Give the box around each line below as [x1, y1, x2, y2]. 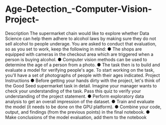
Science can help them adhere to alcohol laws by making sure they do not [5, 36, 156, 42]
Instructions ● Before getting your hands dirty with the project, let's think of [5, 78, 160, 83]
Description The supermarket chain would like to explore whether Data [5, 30, 150, 36]
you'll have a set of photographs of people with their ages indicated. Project [5, 72, 160, 78]
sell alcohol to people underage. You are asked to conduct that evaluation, [5, 41, 157, 46]
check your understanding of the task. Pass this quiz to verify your [5, 88, 141, 94]
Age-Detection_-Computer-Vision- [5, 3, 152, 15]
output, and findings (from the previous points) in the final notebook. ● [5, 109, 150, 115]
